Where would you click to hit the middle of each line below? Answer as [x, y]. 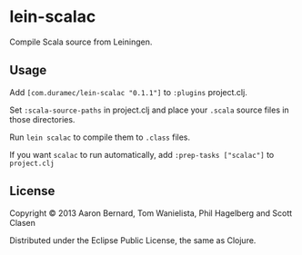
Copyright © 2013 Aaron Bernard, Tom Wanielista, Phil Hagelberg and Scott [151, 213]
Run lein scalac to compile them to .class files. [100, 137]
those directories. [42, 119]
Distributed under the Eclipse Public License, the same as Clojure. [133, 240]
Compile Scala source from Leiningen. [81, 42]
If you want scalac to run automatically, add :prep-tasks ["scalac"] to [142, 154]
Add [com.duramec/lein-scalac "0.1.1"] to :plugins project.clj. [128, 92]
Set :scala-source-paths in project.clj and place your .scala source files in [149, 110]
